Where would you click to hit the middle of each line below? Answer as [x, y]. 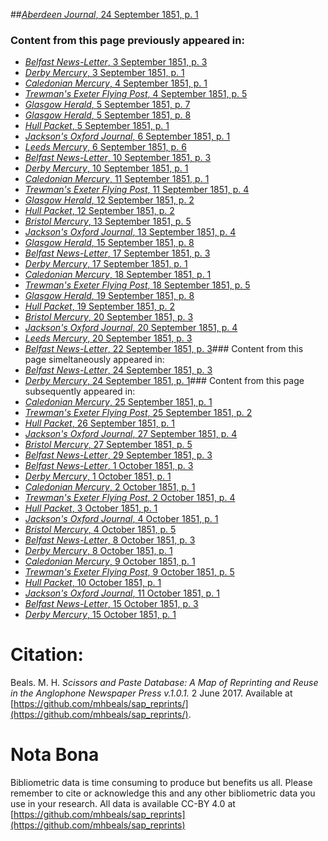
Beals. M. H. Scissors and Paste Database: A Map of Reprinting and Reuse [164, 683]
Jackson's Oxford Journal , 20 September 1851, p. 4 [131, 328]
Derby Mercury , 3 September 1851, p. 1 [104, 73]
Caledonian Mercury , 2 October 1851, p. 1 [110, 487]
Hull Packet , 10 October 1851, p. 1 [93, 583]
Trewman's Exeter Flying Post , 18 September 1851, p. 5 [137, 285]
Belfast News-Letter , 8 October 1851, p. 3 [110, 540]
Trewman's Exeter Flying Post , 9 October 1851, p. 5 [129, 572]
